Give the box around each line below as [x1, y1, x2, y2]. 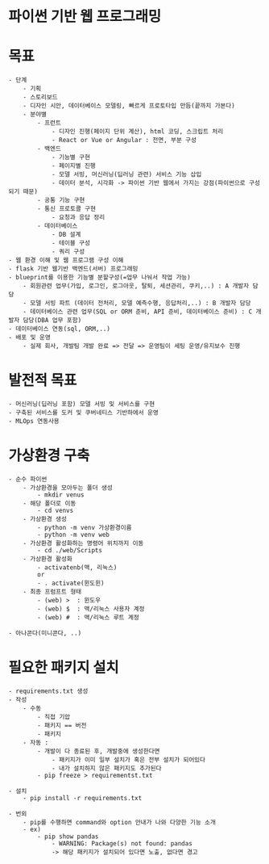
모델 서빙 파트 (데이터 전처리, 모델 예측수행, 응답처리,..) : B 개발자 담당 [29, 300, 251, 308]
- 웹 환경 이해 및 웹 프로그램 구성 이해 [8, 256, 124, 265]
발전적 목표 [8, 371, 77, 390]
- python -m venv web [37, 531, 110, 539]
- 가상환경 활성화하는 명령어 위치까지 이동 [23, 539, 144, 547]
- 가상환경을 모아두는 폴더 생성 [23, 484, 113, 492]
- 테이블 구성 [51, 239, 91, 247]
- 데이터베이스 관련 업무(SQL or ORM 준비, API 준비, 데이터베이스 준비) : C [23, 308, 253, 316]
